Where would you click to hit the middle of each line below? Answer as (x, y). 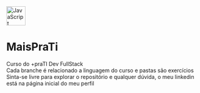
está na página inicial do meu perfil (50, 83)
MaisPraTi (32, 47)
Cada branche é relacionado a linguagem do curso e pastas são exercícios (100, 70)
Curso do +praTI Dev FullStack (45, 64)
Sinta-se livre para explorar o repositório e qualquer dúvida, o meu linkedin (100, 76)
